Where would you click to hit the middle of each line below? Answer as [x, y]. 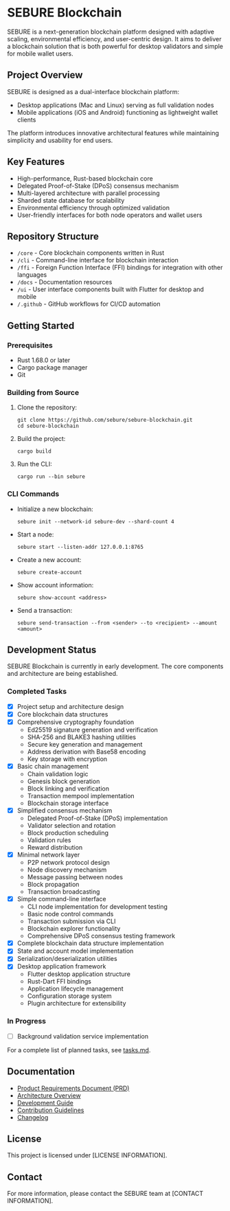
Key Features [36, 162]
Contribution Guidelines [50, 1110]
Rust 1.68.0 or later [44, 360]
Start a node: [35, 534]
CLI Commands [33, 494]
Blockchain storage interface [68, 803]
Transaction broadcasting [64, 892]
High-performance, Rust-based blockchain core [85, 178]
